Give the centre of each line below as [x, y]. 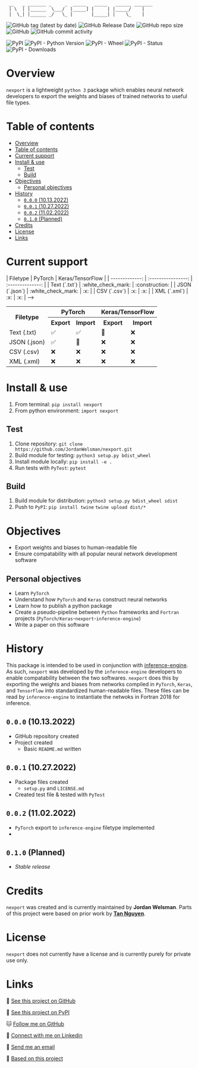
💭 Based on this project [35, 1058]
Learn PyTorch [32, 593]
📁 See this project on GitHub [41, 1001]
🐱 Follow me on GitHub [35, 1024]
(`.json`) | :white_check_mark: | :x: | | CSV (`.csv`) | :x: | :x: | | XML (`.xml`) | [97, 291]
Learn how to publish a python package [63, 606]
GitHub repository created [47, 736]
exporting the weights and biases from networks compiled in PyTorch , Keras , [99, 684]
